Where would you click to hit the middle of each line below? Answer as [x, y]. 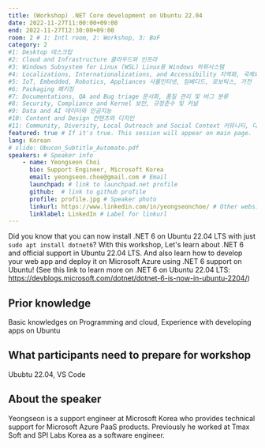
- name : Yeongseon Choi [62, 163]
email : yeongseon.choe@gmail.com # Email [98, 177]
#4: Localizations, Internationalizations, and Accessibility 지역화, [124, 74]
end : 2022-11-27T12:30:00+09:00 [61, 30]
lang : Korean [30, 140]
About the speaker [55, 399]
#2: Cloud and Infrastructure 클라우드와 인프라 [83, 60]
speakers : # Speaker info [50, 155]
